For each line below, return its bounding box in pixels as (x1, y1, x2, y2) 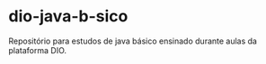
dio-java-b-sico (8, 6, 129, 27)
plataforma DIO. (8, 44, 67, 55)
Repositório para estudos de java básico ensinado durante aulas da (8, 36, 258, 46)
